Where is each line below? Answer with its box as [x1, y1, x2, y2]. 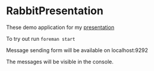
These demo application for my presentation [6, 24, 114, 31]
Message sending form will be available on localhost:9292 [6, 46, 148, 54]
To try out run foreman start [6, 35, 76, 42]
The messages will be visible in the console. [6, 58, 114, 65]
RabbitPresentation [6, 4, 104, 18]
